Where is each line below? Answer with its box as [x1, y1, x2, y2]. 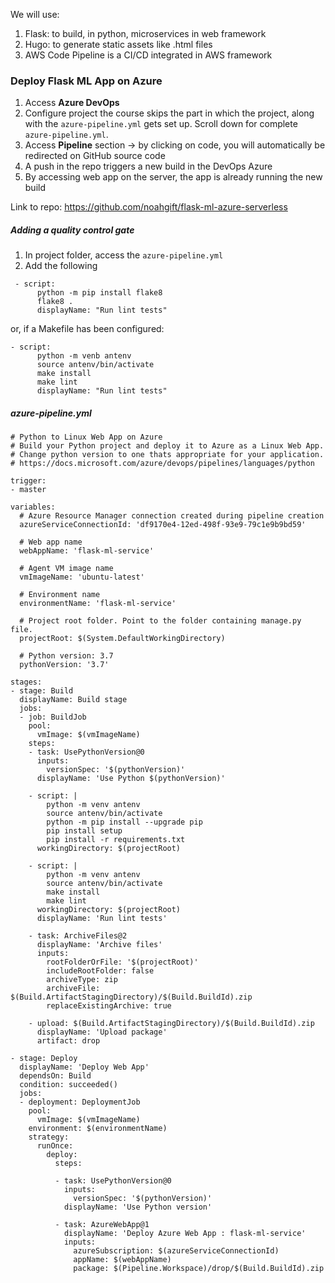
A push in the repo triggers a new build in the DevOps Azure [24, 160, 273, 173]
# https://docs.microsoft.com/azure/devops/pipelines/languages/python [10, 459, 315, 469]
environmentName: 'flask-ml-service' [19, 599, 177, 609]
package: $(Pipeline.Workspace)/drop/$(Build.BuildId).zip [73, 1264, 325, 1274]
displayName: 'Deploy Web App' [19, 1062, 150, 1073]
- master [10, 485, 47, 495]
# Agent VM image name [19, 564, 114, 574]
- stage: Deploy [10, 1054, 78, 1064]
